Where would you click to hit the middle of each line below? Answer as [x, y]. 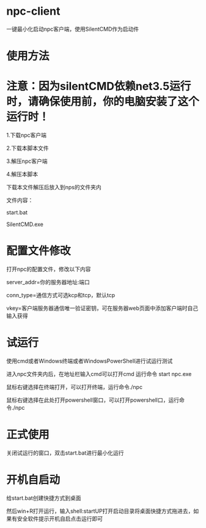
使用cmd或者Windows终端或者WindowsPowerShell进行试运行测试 [90, 361]
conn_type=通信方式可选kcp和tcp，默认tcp [61, 295]
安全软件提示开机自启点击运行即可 [60, 518]
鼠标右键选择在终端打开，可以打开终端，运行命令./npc [74, 387]
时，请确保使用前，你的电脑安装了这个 [103, 102]
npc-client [33, 11]
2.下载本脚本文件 [28, 148]
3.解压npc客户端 [27, 161]
